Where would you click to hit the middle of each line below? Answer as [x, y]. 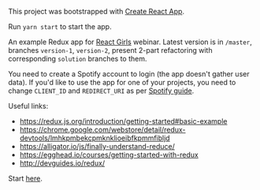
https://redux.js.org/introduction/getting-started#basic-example [123, 121]
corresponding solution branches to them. [78, 59]
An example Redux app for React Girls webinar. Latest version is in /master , [130, 42]
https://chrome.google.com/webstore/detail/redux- [103, 130]
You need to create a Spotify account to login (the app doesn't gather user [129, 74]
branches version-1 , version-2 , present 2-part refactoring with [110, 50]
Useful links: [28, 106]
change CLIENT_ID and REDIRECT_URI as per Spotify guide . [101, 91]
